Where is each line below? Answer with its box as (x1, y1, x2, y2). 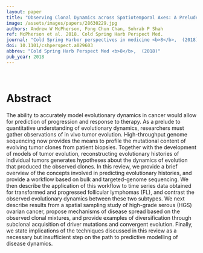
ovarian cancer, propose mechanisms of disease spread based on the (6, 208, 180, 215)
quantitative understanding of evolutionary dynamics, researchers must (6, 124, 184, 132)
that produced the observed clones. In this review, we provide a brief (6, 162, 178, 170)
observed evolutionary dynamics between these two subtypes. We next (6, 194, 185, 202)
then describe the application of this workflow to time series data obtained (6, 182, 192, 189)
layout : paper (6, 8, 42, 15)
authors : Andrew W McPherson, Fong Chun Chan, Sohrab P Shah (6, 25, 164, 32)
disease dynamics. (6, 240, 53, 247)
